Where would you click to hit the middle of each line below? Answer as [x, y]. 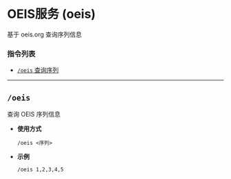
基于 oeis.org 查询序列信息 [45, 34]
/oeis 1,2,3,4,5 [40, 170]
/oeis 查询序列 [38, 70]
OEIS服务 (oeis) [52, 14]
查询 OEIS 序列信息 [34, 115]
